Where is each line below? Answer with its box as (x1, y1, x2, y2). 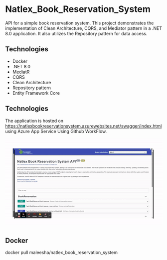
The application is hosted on (5, 118, 64, 124)
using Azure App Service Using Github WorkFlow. (5, 128, 107, 134)
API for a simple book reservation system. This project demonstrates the (5, 20, 154, 26)
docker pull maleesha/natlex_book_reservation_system (5, 250, 118, 256)
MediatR (12, 69, 30, 75)
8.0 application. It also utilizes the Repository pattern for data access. (5, 30, 148, 36)
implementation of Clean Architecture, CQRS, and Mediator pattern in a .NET (5, 25, 163, 31)
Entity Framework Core (12, 90, 60, 96)
